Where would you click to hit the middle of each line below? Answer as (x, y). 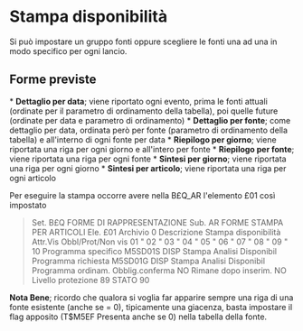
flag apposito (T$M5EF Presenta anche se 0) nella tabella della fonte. (138, 317)
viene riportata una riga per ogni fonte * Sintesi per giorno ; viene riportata (148, 159)
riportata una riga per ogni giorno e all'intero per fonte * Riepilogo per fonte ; (152, 149)
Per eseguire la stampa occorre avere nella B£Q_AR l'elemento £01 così (142, 195)
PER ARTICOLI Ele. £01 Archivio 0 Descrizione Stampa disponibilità (156, 232)
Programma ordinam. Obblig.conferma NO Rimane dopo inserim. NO (159, 270)
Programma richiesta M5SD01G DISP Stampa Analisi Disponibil (148, 261)
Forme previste (53, 80)
